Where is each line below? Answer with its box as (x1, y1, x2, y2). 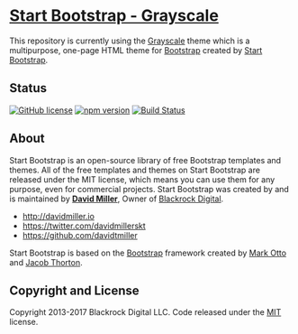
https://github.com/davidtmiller (22, 229, 138, 240)
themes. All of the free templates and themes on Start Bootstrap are (9, 164, 261, 175)
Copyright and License (9, 283, 140, 298)
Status (9, 80, 48, 96)
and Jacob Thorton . (9, 256, 83, 267)
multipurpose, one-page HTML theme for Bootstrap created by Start (9, 44, 263, 55)
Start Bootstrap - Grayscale (9, 5, 219, 26)
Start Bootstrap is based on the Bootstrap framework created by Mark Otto (9, 247, 286, 258)
